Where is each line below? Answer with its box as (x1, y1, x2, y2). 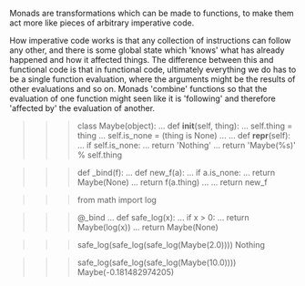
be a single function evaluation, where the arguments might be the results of (9, 74, 296, 85)
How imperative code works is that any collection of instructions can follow (9, 36, 291, 46)
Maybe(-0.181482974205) (76, 267, 175, 277)
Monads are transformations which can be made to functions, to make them (9, 8, 294, 18)
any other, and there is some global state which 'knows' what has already (9, 45, 285, 56)
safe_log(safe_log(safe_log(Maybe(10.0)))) (76, 257, 237, 268)
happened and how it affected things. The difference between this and (9, 55, 274, 65)
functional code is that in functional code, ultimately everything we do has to (9, 64, 297, 75)
